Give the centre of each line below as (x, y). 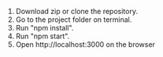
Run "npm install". (44, 28)
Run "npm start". (43, 36)
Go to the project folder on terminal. (74, 20)
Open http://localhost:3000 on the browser (85, 45)
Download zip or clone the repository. (76, 11)
